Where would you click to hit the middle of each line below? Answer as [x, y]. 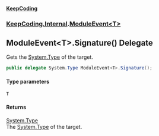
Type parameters [28, 81]
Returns [16, 107]
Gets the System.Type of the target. [50, 57]
